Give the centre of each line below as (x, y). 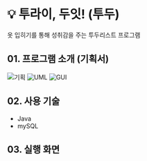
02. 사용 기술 (34, 101)
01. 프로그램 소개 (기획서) (58, 59)
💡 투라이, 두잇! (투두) (63, 14)
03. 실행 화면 (34, 149)
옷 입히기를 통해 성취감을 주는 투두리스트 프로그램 (74, 35)
